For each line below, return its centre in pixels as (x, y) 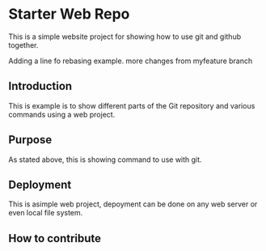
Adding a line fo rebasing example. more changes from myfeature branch (131, 61)
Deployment (40, 184)
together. (23, 45)
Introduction (40, 86)
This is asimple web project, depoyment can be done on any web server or (133, 204)
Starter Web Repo (69, 14)
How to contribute (55, 238)
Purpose (30, 140)
